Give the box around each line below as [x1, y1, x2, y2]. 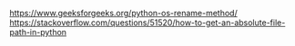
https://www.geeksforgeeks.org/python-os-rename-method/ [9, 8, 239, 18]
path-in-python [9, 27, 66, 37]
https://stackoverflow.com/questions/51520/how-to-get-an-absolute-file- [9, 17, 286, 28]
